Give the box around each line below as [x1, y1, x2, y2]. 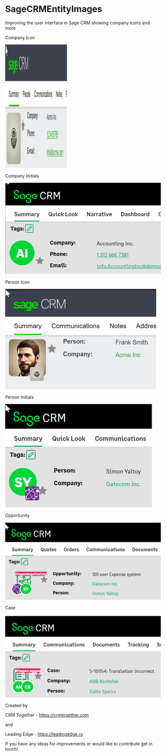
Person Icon [5, 279, 30, 285]
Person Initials [5, 394, 34, 400]
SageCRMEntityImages [5, 3, 102, 15]
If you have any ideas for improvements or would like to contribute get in [5, 741, 153, 747]
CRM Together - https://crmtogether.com [5, 712, 89, 718]
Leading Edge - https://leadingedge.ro [5, 731, 83, 737]
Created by [5, 702, 28, 708]
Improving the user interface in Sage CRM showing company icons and [5, 20, 150, 26]
